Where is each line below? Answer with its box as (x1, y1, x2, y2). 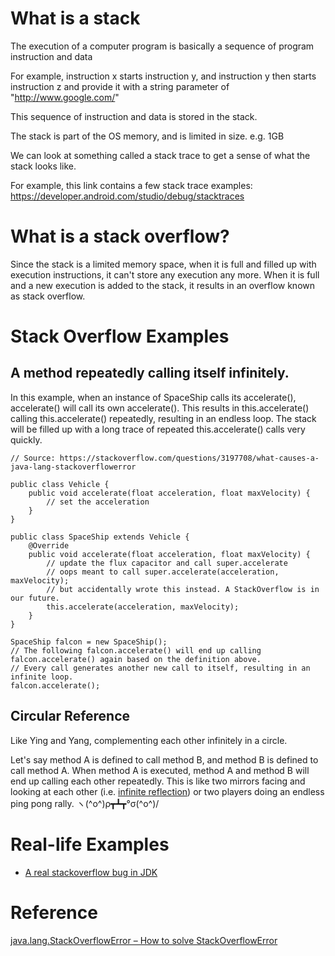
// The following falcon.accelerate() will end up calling (10, 645, 262, 656)
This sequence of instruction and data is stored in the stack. (10, 110, 258, 122)
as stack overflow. (10, 290, 86, 302)
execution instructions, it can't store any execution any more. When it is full (10, 268, 320, 281)
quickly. (10, 433, 43, 446)
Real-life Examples (10, 833, 170, 856)
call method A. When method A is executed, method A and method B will (10, 764, 310, 776)
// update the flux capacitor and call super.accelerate (46, 558, 288, 568)
